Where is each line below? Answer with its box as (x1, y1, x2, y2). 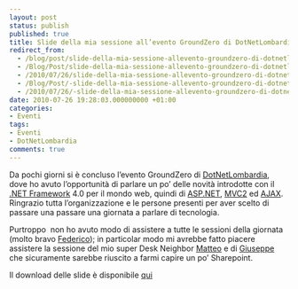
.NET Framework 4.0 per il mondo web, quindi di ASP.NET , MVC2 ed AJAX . (9, 188, 284, 199)
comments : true (9, 144, 66, 153)
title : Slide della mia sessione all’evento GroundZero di (9, 37, 232, 47)
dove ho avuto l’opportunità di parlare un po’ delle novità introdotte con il (9, 178, 275, 189)
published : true (9, 29, 69, 38)
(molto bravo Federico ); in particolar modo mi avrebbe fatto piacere (9, 233, 255, 244)
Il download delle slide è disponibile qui (9, 269, 153, 280)
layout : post (9, 12, 58, 22)
